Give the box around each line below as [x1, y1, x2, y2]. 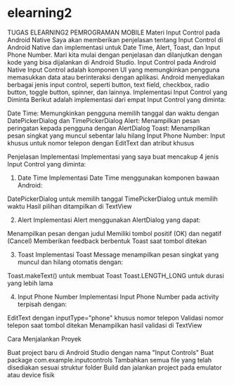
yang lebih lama [7, 279, 53, 287]
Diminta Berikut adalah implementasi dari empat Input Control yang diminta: [7, 95, 226, 103]
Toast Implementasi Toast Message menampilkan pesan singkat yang [17, 250, 219, 259]
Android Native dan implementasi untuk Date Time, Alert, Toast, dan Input [7, 43, 221, 51]
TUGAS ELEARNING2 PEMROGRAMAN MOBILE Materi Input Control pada [7, 28, 221, 37]
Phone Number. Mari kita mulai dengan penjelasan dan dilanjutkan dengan [7, 51, 223, 59]
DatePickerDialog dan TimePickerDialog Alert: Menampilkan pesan [7, 116, 200, 124]
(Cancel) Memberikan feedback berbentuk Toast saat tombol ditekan [7, 237, 207, 245]
